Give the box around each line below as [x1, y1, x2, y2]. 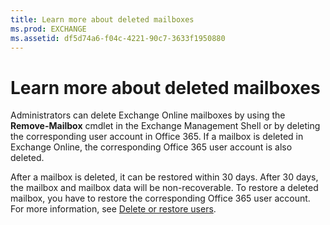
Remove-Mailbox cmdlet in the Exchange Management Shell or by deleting [10, 120, 321, 132]
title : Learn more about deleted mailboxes [10, 14, 195, 25]
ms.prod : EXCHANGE [10, 24, 87, 34]
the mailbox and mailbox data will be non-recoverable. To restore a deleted [10, 182, 319, 194]
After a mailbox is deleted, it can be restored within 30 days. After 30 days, [10, 171, 319, 183]
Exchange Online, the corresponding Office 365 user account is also [10, 141, 293, 153]
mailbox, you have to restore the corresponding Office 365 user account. [10, 192, 311, 205]
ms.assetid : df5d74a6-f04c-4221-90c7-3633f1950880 [10, 33, 226, 43]
